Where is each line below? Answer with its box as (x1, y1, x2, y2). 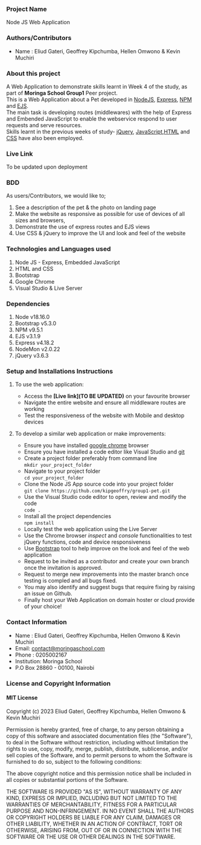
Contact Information (6, 618, 68, 626)
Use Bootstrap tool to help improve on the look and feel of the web (24, 545, 190, 552)
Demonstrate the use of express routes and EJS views (14, 223, 150, 230)
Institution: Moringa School (14, 657, 83, 665)
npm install (24, 520, 54, 526)
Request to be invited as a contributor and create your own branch (24, 558, 190, 565)
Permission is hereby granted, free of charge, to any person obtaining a (6, 726, 184, 733)
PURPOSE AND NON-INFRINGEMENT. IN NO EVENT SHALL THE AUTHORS (6, 807, 194, 814)
